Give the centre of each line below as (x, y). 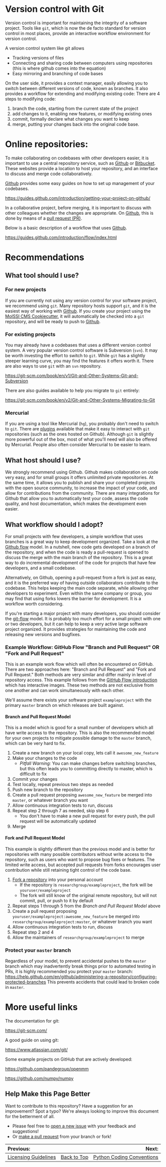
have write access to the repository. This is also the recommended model (80, 733)
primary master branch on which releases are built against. (65, 705)
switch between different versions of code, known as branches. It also (77, 88)
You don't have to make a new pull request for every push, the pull (87, 816)
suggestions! (25, 1131)
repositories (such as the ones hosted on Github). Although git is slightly (80, 434)
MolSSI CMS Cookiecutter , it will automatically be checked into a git (75, 316)
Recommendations (45, 257)
